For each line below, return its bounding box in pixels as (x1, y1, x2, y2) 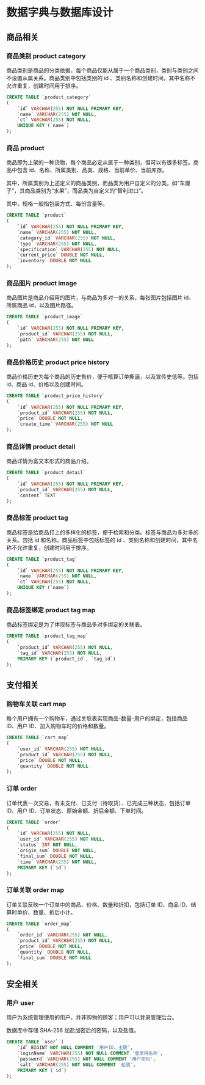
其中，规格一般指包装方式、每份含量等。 (6, 200, 108, 208)
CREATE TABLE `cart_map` (6, 734, 70, 741)
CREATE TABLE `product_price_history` (6, 392, 105, 399)
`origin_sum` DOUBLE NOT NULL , (17, 847, 97, 854)
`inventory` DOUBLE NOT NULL (17, 258, 92, 264)
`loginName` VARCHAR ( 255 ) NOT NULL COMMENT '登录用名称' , (17, 1050, 164, 1057)
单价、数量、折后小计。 (16, 908, 76, 916)
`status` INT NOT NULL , (17, 842, 78, 848)
